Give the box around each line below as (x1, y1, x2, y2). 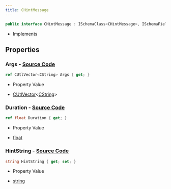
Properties (5, 45, 40, 54)
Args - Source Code (5, 61, 55, 68)
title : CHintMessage (5, 7, 49, 13)
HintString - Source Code (5, 147, 69, 154)
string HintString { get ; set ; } (5, 159, 76, 164)
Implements (12, 31, 38, 37)
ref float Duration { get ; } (5, 116, 67, 121)
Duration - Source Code (5, 104, 65, 111)
